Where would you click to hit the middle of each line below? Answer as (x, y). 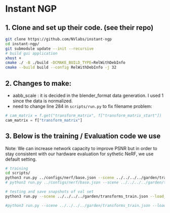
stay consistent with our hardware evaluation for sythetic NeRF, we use (79, 154)
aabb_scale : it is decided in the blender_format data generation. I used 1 (88, 95)
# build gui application (31, 53)
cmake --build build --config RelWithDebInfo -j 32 (61, 67)
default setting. (21, 159)
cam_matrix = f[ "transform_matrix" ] (44, 120)
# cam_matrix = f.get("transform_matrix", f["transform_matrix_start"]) (83, 115)
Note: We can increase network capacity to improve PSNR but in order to (81, 148)
